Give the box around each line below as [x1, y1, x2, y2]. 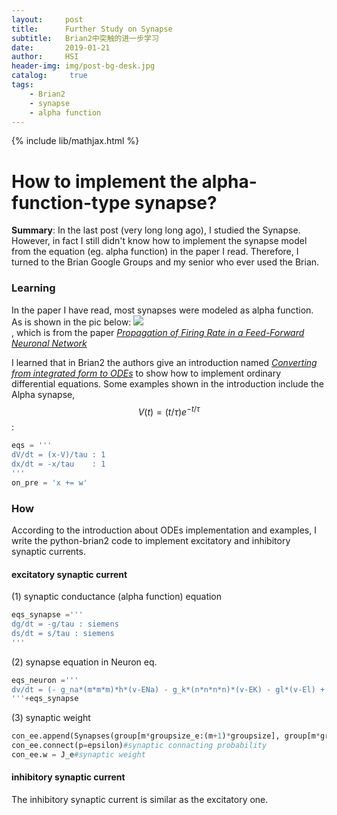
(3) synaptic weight [11, 712, 91, 724]
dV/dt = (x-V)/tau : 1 [11, 450, 106, 460]
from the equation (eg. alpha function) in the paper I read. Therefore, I [11, 246, 299, 258]
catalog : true [11, 71, 88, 81]
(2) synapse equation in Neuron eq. [11, 656, 158, 668]
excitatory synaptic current [11, 568, 128, 580]
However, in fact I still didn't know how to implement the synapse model [11, 235, 308, 247]
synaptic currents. [11, 545, 86, 557]
